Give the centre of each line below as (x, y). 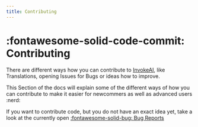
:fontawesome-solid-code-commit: (95, 40)
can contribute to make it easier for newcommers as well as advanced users (99, 94)
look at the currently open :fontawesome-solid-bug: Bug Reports (85, 118)
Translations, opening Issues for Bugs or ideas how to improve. (83, 76)
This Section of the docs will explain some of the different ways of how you (98, 87)
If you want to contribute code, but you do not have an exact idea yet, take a (99, 111)
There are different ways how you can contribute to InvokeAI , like (86, 70)
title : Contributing (32, 12)
